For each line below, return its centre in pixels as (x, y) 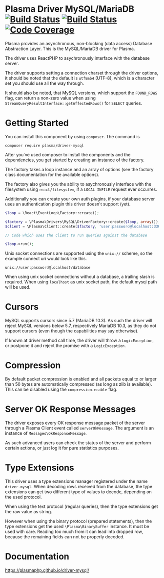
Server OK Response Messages (71, 409)
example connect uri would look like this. (46, 259)
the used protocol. (23, 497)
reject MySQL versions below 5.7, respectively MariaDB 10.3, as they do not (81, 326)
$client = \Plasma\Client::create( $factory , (51, 226)
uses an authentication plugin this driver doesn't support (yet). (68, 204)
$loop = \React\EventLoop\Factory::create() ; (52, 213)
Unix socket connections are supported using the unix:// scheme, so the (79, 253)
